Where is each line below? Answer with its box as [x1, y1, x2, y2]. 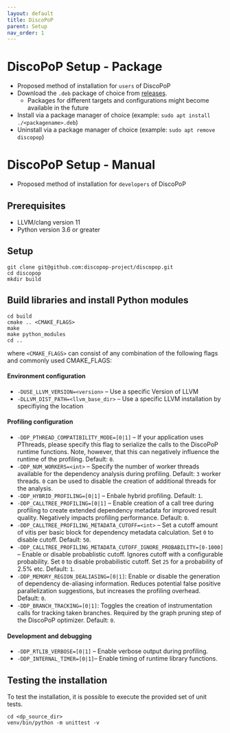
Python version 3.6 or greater [16, 225, 101, 234]
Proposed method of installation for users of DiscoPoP [16, 82, 171, 90]
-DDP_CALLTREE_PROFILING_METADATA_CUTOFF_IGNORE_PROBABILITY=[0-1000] [16, 544, 224, 551]
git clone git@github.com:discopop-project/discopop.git [7, 263, 174, 271]
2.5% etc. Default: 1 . [16, 564, 76, 572]
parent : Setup [7, 23, 48, 30]
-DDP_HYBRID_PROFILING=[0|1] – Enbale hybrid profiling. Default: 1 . [16, 491, 203, 499]
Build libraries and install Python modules [7, 294, 189, 307]
